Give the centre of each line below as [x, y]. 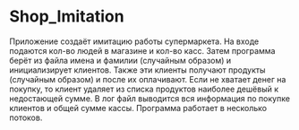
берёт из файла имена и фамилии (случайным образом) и [120, 60]
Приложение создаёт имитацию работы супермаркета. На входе [134, 41]
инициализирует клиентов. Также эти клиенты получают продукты [137, 70]
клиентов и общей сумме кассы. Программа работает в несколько [138, 108]
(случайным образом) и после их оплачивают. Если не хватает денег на [148, 79]
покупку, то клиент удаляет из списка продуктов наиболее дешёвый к [144, 89]
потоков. [26, 117]
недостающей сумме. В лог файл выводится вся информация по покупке [150, 98]
